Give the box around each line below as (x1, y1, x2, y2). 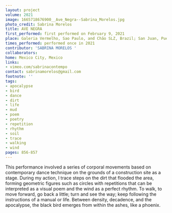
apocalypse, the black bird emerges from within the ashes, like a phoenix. (5, 202, 161, 208)
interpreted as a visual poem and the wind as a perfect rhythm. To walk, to (5, 185, 162, 192)
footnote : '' (5, 74, 33, 79)
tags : (5, 79, 17, 84)
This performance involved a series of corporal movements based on (5, 164, 151, 170)
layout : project (5, 7, 40, 13)
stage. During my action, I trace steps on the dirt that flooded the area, (5, 175, 154, 181)
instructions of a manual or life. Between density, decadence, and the (5, 196, 152, 202)
